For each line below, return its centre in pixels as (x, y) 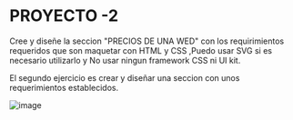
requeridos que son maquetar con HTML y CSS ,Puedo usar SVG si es (141, 50)
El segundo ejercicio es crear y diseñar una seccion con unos (125, 77)
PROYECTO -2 (64, 16)
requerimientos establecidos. (64, 87)
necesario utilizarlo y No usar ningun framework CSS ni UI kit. (125, 60)
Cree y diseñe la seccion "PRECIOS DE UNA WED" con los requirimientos (147, 41)
